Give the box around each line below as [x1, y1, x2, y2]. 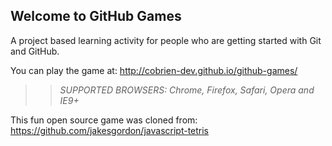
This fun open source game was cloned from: [10, 114, 198, 126]
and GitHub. [10, 45, 60, 57]
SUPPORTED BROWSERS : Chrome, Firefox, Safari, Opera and [59, 84, 315, 96]
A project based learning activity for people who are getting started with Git [10, 34, 322, 46]
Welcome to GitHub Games [10, 8, 182, 25]
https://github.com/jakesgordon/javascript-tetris [10, 124, 210, 136]
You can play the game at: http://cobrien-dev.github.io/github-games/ [10, 64, 298, 76]
